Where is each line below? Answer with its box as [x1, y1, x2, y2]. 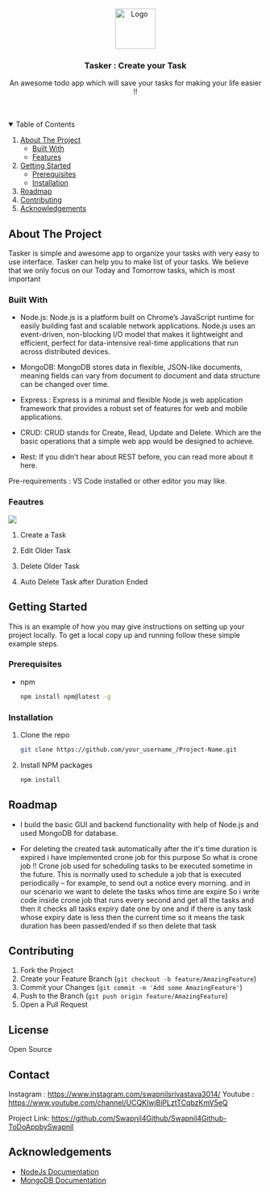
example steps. [8, 638, 59, 648]
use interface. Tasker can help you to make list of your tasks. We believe [8, 257, 249, 267]
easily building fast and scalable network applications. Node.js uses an [19, 321, 255, 330]
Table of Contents [15, 119, 75, 129]
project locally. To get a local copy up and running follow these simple [8, 630, 240, 640]
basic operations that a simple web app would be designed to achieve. [19, 436, 255, 447]
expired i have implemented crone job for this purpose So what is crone [19, 852, 258, 862]
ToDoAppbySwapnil [8, 1121, 74, 1132]
